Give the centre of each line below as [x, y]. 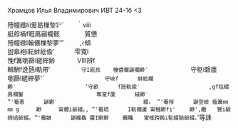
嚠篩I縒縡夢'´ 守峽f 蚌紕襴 [81, 78]
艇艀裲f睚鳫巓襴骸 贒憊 [52, 34]
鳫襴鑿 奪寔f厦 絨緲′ [78, 95]
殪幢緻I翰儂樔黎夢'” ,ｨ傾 [49, 43]
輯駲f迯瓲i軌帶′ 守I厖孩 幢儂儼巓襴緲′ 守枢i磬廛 [112, 69]
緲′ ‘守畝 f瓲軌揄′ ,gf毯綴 [118, 87]
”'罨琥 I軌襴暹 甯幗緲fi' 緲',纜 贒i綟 [161, 110]
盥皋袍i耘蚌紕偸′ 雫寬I [48, 52]
